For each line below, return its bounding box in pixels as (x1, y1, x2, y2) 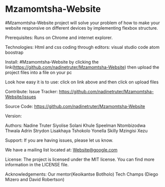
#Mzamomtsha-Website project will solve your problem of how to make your (5, 20, 160, 26)
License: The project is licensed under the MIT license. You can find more (5, 156, 155, 162)
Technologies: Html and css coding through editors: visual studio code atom (5, 44, 160, 50)
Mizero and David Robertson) (5, 176, 65, 182)
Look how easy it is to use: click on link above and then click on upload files (5, 79, 159, 85)
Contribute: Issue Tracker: (5, 88, 58, 94)
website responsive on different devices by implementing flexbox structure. (5, 25, 159, 31)
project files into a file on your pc (5, 69, 72, 75)
